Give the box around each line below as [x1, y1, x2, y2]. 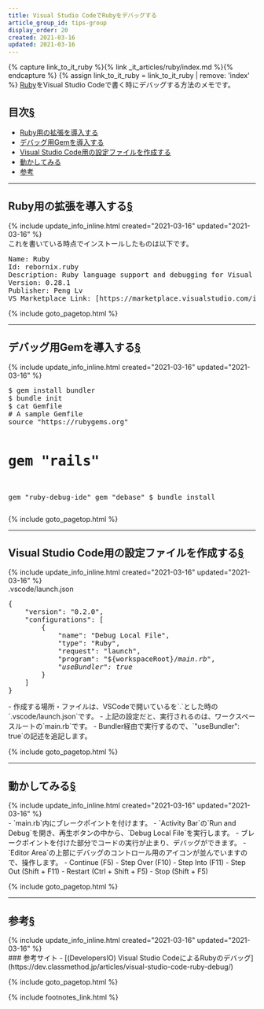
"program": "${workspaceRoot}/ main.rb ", [57, 655, 216, 663]
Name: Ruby [8, 254, 50, 264]
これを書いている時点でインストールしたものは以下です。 [8, 238, 193, 248]
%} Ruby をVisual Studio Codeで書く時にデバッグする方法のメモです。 [8, 80, 236, 90]
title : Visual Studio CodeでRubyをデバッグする [8, 11, 157, 20]
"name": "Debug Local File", [57, 631, 170, 640]
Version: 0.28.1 [8, 278, 71, 287]
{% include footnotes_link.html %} [8, 992, 119, 1002]
